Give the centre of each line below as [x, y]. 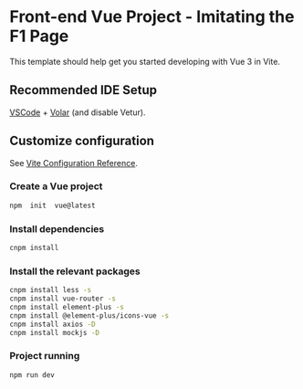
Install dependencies [57, 228]
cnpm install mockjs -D [55, 332]
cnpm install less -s [51, 290]
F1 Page [39, 36]
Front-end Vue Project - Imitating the [152, 17]
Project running [45, 356]
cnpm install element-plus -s [67, 307]
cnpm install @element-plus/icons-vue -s [89, 315]
